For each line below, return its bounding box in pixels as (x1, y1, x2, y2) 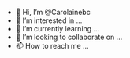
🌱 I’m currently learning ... (15, 24, 100, 33)
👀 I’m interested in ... (15, 16, 83, 25)
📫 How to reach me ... (15, 42, 89, 50)
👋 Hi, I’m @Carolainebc (15, 8, 91, 16)
